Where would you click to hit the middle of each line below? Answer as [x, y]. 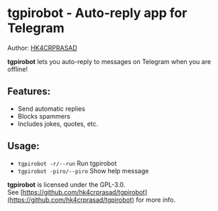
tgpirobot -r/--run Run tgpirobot [67, 163]
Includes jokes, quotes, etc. [58, 124]
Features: [29, 91]
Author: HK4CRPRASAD [42, 48]
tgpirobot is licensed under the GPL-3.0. [66, 184]
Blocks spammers [44, 116]
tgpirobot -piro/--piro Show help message [83, 171]
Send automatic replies [51, 109]
